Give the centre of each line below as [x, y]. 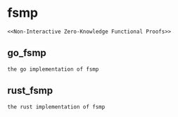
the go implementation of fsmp [53, 69]
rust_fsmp [30, 91]
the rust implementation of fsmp [56, 106]
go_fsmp [27, 53]
